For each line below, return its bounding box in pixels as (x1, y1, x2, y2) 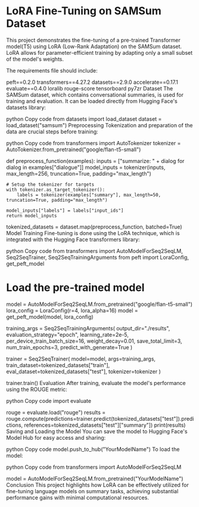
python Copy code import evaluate (6, 397, 91, 404)
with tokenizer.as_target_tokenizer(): (6, 186, 105, 193)
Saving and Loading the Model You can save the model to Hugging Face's (6, 427, 188, 435)
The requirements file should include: (6, 67, 98, 74)
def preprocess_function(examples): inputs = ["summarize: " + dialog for (6, 157, 185, 164)
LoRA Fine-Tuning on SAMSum (6, 4, 162, 18)
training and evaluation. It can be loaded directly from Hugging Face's (6, 97, 178, 105)
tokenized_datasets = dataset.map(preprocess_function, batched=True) (6, 223, 183, 230)
